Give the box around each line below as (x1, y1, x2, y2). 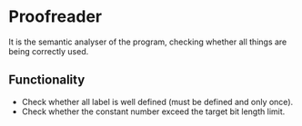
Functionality (8, 73, 86, 88)
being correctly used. (8, 45, 89, 56)
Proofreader (8, 6, 103, 27)
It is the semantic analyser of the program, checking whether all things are (8, 36, 287, 47)
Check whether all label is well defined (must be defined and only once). (21, 96, 294, 107)
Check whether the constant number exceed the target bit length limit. (21, 106, 286, 117)
